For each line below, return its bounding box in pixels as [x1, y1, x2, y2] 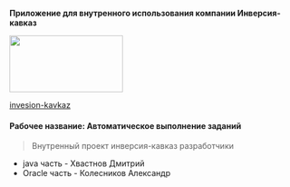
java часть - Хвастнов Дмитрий [22, 158, 145, 169]
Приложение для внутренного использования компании [9, 8, 236, 18]
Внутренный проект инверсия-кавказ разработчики [31, 141, 234, 152]
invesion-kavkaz [9, 100, 71, 110]
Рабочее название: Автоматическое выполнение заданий [9, 120, 242, 131]
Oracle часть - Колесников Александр [22, 168, 170, 179]
